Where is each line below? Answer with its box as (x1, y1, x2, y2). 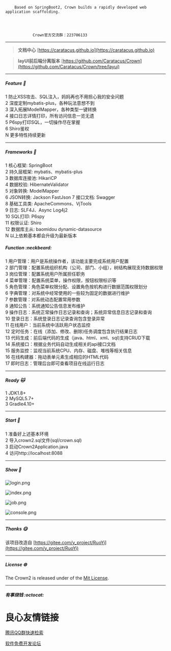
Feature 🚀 (5, 80, 26, 86)
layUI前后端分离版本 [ (17, 58, 64, 64)
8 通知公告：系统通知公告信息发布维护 (5, 303, 85, 309)
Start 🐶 (5, 417, 20, 424)
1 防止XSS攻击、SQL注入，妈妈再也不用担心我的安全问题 (5, 94, 124, 100)
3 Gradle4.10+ (5, 401, 35, 407)
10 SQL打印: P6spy (5, 213, 45, 219)
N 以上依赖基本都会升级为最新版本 (5, 232, 77, 239)
